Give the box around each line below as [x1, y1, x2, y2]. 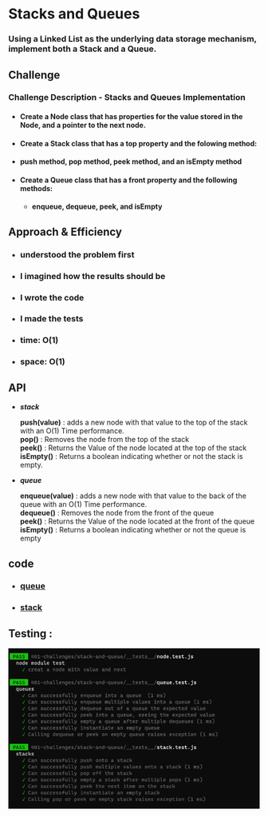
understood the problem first [19, 249, 135, 260]
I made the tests [19, 313, 84, 325]
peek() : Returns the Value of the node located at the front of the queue [19, 516, 255, 526]
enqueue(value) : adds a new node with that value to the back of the [19, 491, 247, 500]
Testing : [8, 627, 53, 640]
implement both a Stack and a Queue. [8, 43, 157, 54]
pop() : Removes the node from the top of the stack [19, 435, 190, 444]
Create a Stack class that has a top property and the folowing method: [19, 138, 258, 148]
